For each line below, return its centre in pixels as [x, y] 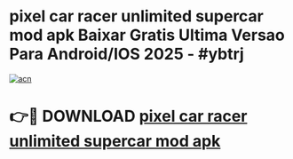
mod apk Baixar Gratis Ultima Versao [147, 35]
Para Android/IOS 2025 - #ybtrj [127, 54]
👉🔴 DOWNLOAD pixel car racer [128, 116]
